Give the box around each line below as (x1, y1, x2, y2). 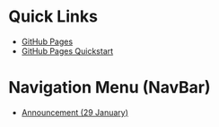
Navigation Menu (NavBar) (8, 77, 212, 98)
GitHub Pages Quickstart (21, 45, 114, 56)
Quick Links (8, 6, 98, 27)
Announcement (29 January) (21, 106, 129, 118)
